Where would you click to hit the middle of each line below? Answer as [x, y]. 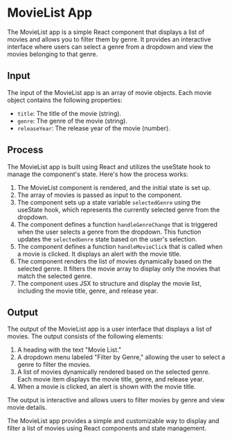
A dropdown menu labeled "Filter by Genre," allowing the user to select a [121, 357]
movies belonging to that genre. [53, 54]
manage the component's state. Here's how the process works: [98, 174]
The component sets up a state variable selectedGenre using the [109, 202]
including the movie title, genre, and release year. [87, 291]
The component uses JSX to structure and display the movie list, [109, 283]
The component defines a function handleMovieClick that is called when [120, 246]
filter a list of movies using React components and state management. [107, 429]
